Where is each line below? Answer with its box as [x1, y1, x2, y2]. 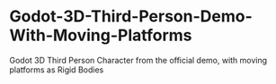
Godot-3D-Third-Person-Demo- [9, 6, 254, 27]
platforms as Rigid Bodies [9, 64, 104, 75]
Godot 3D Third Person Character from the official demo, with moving [9, 55, 268, 65]
